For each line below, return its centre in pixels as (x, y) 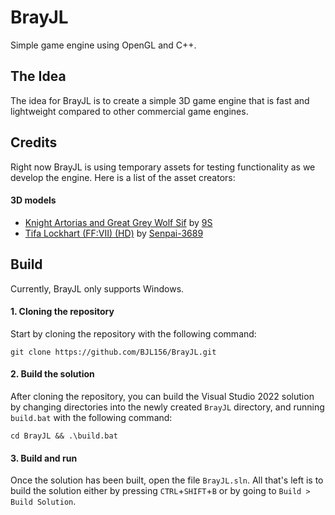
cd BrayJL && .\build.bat (64, 436)
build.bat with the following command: (91, 417)
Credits (34, 142)
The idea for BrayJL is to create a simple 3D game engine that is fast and (160, 100)
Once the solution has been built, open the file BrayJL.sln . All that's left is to (167, 480)
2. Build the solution (52, 374)
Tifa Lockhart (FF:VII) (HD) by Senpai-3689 (114, 233)
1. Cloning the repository (62, 312)
